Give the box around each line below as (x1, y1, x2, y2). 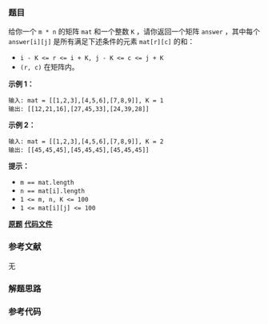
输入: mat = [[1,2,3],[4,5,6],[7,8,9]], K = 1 (8, 97, 164, 105)
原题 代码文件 (8, 219, 53, 229)
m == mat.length (19, 178, 74, 187)
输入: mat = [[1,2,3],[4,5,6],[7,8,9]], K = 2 (8, 138, 164, 146)
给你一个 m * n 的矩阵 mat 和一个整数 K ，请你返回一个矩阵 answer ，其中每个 (8, 26, 260, 37)
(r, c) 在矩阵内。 (19, 62, 79, 72)
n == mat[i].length (19, 187, 86, 195)
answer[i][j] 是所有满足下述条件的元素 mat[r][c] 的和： (8, 37, 195, 46)
